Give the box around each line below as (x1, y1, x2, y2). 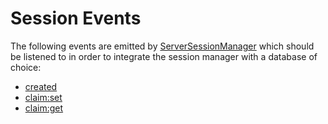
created (24, 80, 58, 92)
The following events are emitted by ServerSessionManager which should (10, 40, 315, 52)
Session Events (10, 7, 142, 30)
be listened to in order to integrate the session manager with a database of (10, 50, 318, 62)
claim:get (24, 102, 64, 114)
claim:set (24, 91, 63, 103)
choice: (10, 61, 42, 73)
